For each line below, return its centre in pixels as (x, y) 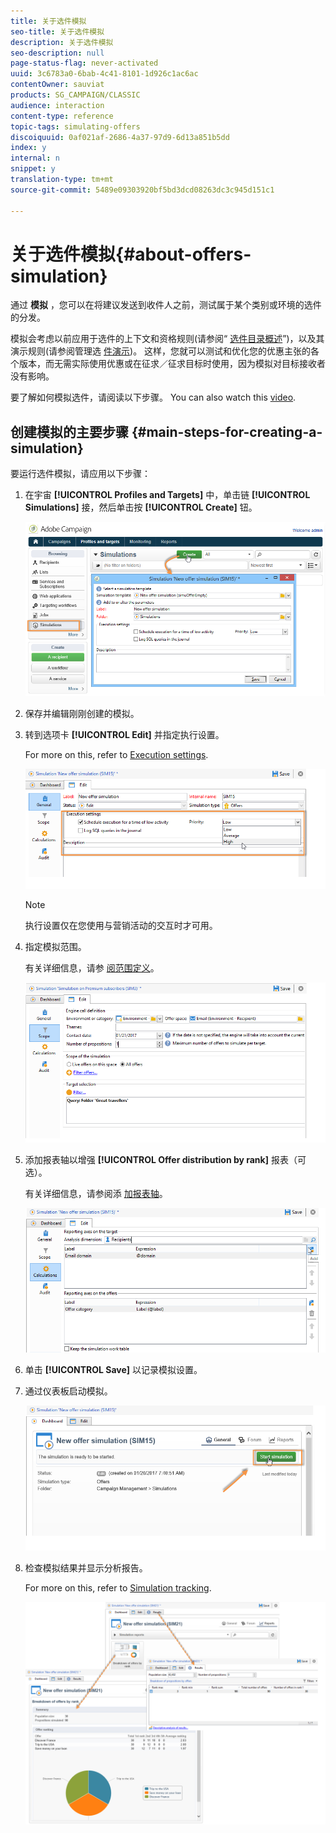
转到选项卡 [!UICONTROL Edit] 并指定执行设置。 (124, 735)
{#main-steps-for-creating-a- (227, 431)
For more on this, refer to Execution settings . (116, 755)
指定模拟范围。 (55, 947)
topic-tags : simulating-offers (75, 126)
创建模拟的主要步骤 (69, 431)
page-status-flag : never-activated (84, 63)
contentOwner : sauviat (57, 85)
